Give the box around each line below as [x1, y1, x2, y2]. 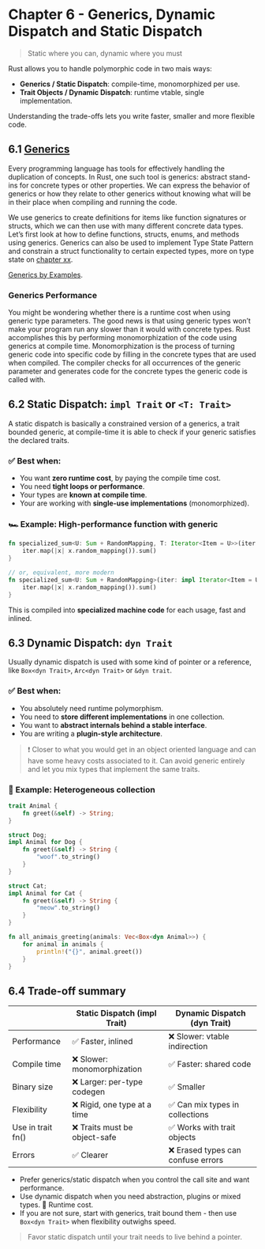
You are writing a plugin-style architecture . [19, 729, 163, 738]
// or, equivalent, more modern [8, 569, 114, 577]
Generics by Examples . [8, 270, 84, 279]
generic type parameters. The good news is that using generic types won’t [8, 316, 251, 326]
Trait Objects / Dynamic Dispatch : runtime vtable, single [19, 87, 205, 97]
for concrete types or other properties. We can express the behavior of [19, 180, 250, 190]
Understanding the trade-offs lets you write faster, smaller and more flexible [8, 111, 255, 120]
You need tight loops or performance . [19, 482, 145, 491]
